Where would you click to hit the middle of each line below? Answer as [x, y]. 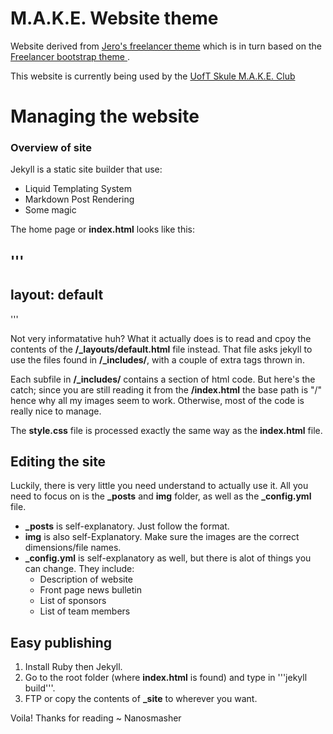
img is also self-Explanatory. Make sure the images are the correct [162, 537]
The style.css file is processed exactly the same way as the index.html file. [166, 430]
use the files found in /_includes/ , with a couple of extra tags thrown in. [157, 359]
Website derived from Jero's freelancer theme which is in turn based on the [166, 46]
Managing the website [105, 116]
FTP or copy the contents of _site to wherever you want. [141, 699]
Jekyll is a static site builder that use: [86, 169]
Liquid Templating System [78, 189]
